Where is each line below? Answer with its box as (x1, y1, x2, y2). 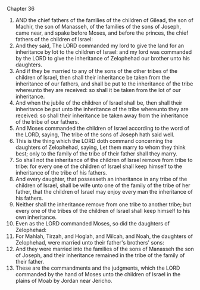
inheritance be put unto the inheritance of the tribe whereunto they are (15, 106, 189, 112)
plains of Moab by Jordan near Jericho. (15, 277, 112, 284)
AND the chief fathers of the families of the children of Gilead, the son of (15, 17, 194, 23)
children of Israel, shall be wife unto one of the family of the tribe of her (15, 182, 190, 189)
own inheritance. (15, 213, 57, 221)
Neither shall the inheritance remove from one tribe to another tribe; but (15, 201, 192, 208)
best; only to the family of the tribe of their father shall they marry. (15, 150, 177, 157)
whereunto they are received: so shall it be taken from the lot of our (15, 87, 181, 93)
